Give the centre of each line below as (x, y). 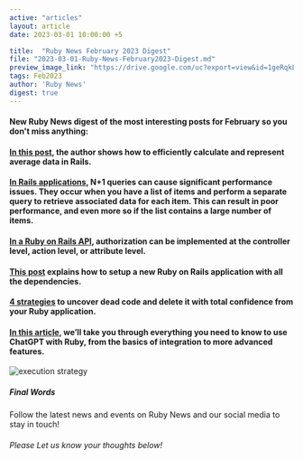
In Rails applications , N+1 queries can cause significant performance (141, 183)
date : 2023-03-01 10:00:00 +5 (66, 34)
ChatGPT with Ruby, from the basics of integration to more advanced (141, 342)
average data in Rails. (50, 161)
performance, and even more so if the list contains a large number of (141, 211)
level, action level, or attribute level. (78, 251)
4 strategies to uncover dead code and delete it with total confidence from (151, 302)
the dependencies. (46, 281)
